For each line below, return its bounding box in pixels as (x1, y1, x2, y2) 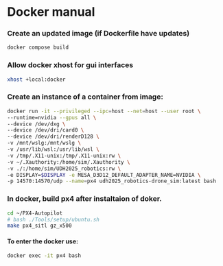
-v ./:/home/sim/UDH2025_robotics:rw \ (7, 165, 121, 172)
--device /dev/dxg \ (7, 121, 67, 128)
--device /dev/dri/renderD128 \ (7, 133, 99, 141)
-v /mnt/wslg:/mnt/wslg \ (7, 140, 81, 147)
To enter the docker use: (7, 237, 79, 245)
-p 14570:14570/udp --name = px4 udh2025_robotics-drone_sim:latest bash (7, 178, 216, 185)
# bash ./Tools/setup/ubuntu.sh (7, 216, 99, 223)
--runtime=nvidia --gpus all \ (7, 114, 97, 121)
